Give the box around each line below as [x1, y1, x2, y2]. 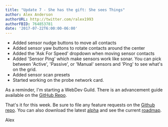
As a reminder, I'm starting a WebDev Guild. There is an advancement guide [5, 87, 163, 93]
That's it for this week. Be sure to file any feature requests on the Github [5, 102, 155, 108]
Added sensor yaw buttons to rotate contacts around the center [12, 45, 145, 51]
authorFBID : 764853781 [5, 21, 53, 27]
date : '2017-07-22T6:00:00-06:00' [5, 26, 78, 31]
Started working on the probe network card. [12, 77, 104, 83]
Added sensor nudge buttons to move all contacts [12, 40, 117, 46]
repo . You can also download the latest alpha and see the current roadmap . [5, 107, 162, 113]
